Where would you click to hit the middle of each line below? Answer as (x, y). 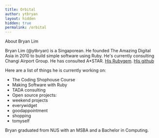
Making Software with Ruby (40, 85)
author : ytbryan (21, 14)
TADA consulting (29, 90)
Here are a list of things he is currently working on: (56, 70)
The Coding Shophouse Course (43, 80)
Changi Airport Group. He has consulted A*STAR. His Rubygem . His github (79, 61)
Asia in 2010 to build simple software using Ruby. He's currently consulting (79, 56)
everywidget (24, 106)
